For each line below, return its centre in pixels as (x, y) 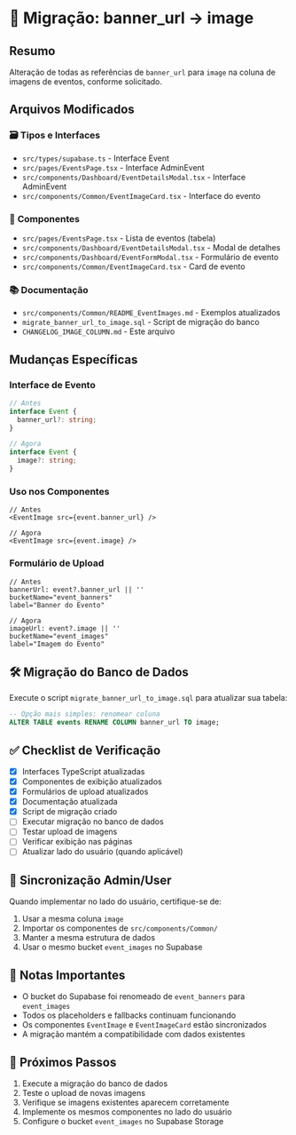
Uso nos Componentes (59, 491)
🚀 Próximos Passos (63, 1062)
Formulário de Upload (57, 563)
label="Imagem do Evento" (57, 644)
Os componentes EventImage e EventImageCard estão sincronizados (144, 1025)
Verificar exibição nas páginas (77, 842)
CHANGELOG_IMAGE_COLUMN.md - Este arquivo (98, 331)
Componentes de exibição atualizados (92, 782)
